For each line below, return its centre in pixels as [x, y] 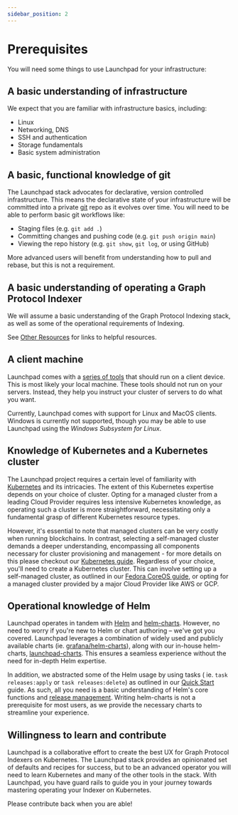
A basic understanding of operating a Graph [107, 287]
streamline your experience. [48, 712]
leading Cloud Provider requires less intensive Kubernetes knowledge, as [114, 502]
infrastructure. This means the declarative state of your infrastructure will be [119, 199]
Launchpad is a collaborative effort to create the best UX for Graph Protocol [118, 752]
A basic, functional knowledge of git [89, 175]
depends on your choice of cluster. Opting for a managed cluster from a [113, 494]
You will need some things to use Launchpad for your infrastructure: [107, 69]
